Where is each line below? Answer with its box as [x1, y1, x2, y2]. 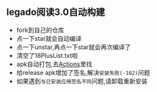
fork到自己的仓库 [16, 26, 64, 34]
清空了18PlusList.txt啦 [16, 51, 78, 59]
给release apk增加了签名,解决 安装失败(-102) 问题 [16, 68, 150, 76]
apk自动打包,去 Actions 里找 [16, 60, 93, 68]
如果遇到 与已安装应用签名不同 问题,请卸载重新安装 [16, 77, 148, 85]
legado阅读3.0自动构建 [6, 6, 106, 18]
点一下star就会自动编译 [16, 34, 82, 42]
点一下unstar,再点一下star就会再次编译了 [16, 43, 131, 51]
